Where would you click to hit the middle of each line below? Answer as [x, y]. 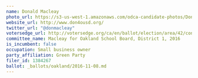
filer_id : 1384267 [29, 60]
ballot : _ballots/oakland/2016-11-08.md [57, 66]
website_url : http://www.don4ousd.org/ [55, 22]
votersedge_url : [26, 33]
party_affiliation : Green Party [46, 55]
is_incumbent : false [32, 45]
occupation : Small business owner [49, 50]
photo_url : [19, 17]
